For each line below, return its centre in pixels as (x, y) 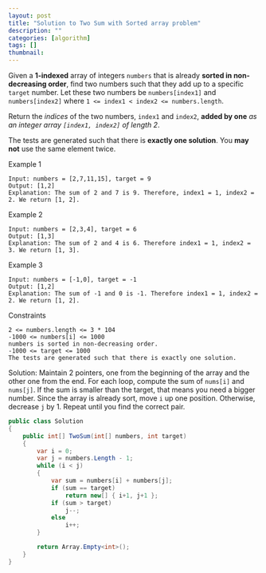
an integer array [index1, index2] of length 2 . (84, 125)
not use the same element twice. (62, 149)
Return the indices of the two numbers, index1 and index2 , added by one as (133, 116)
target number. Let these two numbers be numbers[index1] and (112, 92)
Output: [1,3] (32, 236)
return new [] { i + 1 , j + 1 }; (111, 496)
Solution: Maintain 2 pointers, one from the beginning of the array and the (129, 373)
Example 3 (25, 265)
